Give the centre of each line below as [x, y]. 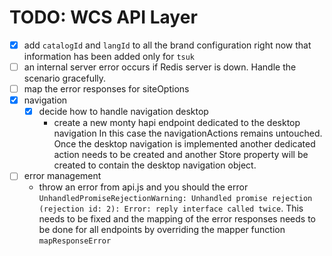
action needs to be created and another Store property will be [181, 155]
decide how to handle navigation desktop [123, 112]
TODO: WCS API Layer [103, 17]
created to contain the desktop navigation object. [155, 165]
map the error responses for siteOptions [106, 89]
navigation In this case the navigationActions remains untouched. [188, 133]
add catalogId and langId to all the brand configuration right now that [167, 45]
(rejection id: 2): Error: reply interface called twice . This [171, 208]
